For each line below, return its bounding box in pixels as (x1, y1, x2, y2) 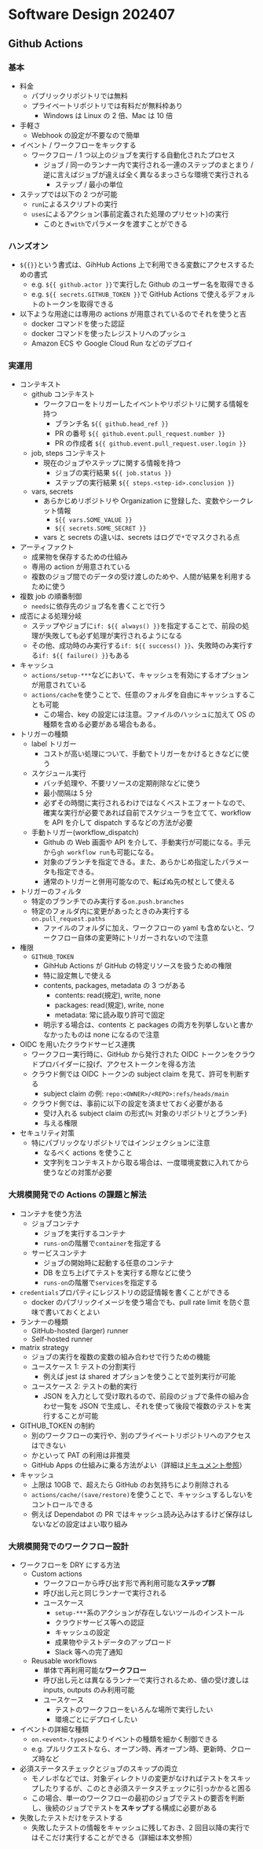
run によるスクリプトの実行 (31, 199, 118, 209)
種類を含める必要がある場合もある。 (42, 719, 161, 729)
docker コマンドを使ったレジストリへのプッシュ (31, 329, 187, 338)
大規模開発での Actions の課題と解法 (8, 1189, 147, 1200)
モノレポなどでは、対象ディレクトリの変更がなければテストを (31, 1773, 231, 1784)
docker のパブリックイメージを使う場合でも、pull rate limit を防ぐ (31, 1297, 243, 1307)
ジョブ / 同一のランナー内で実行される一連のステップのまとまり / (42, 160, 254, 169)
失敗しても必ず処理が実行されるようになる (45, 631, 183, 641)
